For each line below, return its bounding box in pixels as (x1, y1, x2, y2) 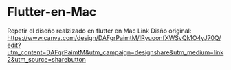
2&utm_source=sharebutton (7, 55, 86, 63)
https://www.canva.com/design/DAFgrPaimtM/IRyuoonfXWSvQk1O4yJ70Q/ (7, 33, 221, 41)
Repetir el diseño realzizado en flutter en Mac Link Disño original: (7, 27, 192, 35)
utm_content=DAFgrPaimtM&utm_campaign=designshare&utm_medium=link (7, 48, 224, 56)
